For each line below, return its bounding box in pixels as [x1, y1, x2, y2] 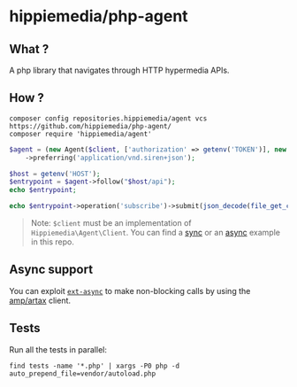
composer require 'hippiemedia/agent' [9, 129, 152, 138]
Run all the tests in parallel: [9, 344, 108, 355]
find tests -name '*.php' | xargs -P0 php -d [9, 361, 179, 370]
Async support [9, 262, 94, 277]
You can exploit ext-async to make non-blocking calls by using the [9, 285, 251, 296]
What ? [9, 42, 49, 57]
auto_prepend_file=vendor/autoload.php [9, 369, 156, 378]
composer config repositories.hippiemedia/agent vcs [9, 113, 208, 123]
